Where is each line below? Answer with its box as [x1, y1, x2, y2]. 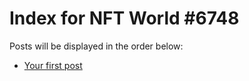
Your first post [23, 59, 83, 71]
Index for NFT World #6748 [9, 7, 240, 30]
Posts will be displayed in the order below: [9, 40, 184, 52]
